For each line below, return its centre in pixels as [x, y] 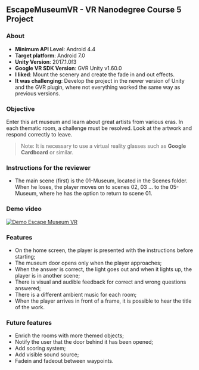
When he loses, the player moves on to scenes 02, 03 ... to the [91, 187]
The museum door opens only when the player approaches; [88, 263]
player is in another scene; [47, 275]
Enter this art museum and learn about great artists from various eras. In [95, 122]
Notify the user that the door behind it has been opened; [84, 342]
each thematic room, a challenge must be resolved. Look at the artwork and [99, 128]
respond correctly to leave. [39, 134]
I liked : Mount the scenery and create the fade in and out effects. [94, 74]
